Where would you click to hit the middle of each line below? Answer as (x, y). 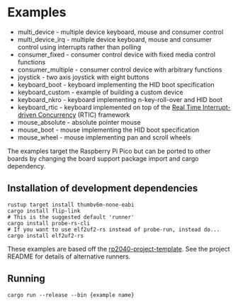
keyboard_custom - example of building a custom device (100, 92)
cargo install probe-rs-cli (49, 223)
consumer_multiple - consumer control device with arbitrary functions (120, 69)
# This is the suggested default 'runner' (71, 217)
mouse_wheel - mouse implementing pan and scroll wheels (104, 137)
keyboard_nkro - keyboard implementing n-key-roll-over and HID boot (120, 99)
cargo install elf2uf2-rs (45, 236)
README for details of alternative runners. (69, 256)
